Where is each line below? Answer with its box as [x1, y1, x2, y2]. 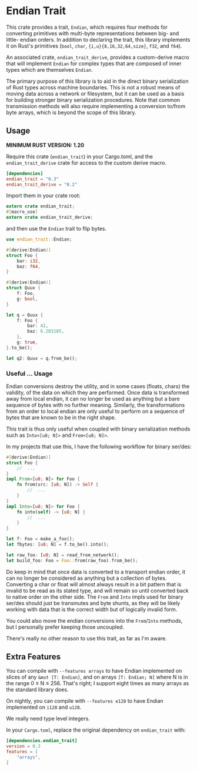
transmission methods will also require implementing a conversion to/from [6, 102, 186, 109]
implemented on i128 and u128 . [6, 704, 82, 711]
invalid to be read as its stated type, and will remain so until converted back [6, 587, 189, 594]
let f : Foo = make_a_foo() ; [6, 536, 75, 542]
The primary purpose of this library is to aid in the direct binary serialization [6, 78, 189, 85]
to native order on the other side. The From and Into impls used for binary [6, 593, 183, 600]
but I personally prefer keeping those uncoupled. [6, 623, 125, 630]
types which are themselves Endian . [6, 66, 93, 73]
